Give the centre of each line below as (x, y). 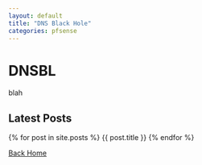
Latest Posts (40, 118)
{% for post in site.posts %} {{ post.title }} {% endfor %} (101, 138)
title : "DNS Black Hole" (50, 23)
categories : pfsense (43, 31)
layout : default (35, 16)
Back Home (27, 153)
